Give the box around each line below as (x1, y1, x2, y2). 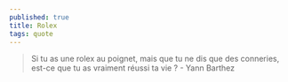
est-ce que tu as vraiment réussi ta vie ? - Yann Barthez (30, 63, 236, 73)
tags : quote (9, 29, 53, 38)
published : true (9, 12, 69, 22)
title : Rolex (9, 21, 58, 30)
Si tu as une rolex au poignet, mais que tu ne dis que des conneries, (30, 54, 280, 64)
